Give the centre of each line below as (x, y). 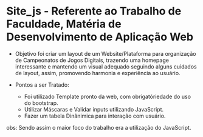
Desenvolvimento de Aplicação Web (100, 37)
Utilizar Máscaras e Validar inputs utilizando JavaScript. (94, 109)
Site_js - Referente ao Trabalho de (94, 11)
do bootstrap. (41, 103)
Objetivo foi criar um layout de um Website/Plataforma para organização (105, 53)
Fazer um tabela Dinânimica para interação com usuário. (95, 116)
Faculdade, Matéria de (64, 24)
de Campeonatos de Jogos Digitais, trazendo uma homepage (92, 60)
